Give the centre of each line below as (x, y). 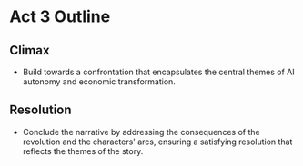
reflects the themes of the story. (83, 151)
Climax (30, 50)
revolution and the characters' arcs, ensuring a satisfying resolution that (157, 142)
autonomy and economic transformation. (99, 82)
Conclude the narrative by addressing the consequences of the (141, 132)
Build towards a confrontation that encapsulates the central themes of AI (159, 72)
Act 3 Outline (60, 17)
